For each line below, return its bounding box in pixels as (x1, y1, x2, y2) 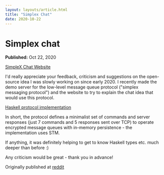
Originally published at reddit (5, 164, 65, 170)
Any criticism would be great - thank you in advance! (5, 155, 113, 161)
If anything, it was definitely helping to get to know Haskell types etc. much (5, 140, 159, 146)
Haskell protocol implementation (5, 104, 72, 110)
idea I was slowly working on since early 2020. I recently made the (20, 79, 158, 85)
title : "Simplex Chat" (5, 12, 52, 17)
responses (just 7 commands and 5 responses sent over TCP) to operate (5, 119, 154, 125)
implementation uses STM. (5, 130, 60, 136)
